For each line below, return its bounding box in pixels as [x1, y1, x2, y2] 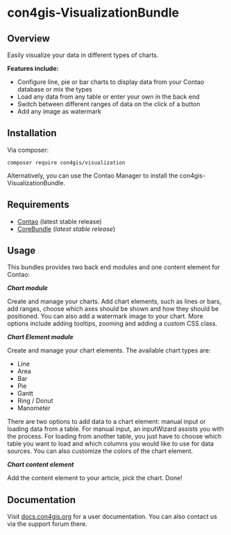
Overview [7, 33, 51, 44]
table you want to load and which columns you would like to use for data [7, 439, 214, 448]
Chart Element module [7, 333, 74, 341]
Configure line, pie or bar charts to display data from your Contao [17, 78, 205, 86]
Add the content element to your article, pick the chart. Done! [7, 474, 182, 482]
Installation [7, 127, 57, 139]
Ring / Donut [17, 397, 53, 405]
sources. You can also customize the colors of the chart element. [7, 447, 193, 455]
